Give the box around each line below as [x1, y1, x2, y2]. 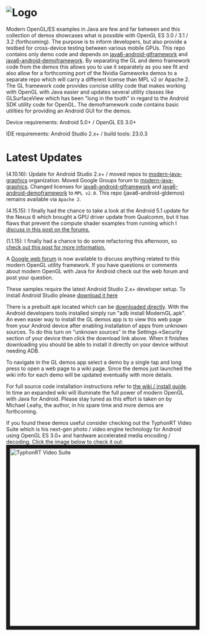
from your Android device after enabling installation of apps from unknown [6, 322, 188, 329]
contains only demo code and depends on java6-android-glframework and [6, 50, 188, 57]
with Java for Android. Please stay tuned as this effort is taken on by [6, 395, 172, 402]
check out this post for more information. [6, 243, 106, 251]
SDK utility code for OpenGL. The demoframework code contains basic [6, 101, 179, 108]
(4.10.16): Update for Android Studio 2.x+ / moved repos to [6, 170, 148, 177]
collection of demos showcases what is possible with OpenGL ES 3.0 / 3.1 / [6, 31, 188, 38]
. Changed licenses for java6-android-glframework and [27, 183, 161, 190]
